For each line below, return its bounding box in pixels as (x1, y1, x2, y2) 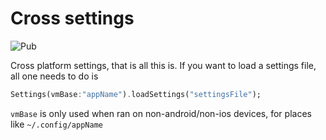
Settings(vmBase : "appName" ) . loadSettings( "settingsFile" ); (10, 89, 262, 99)
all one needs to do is (10, 70, 99, 82)
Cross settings (10, 7, 135, 30)
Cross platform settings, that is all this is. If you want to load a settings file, (10, 59, 317, 71)
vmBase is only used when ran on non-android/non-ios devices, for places (10, 107, 312, 119)
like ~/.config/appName (10, 118, 103, 130)
